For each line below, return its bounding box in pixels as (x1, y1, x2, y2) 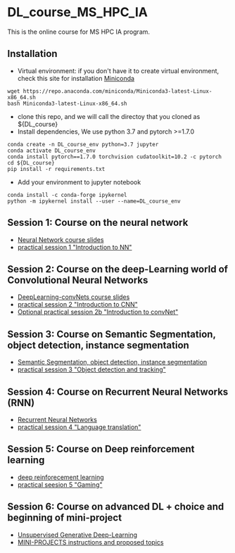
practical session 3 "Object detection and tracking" (17, 365, 167, 374)
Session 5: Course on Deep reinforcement (7, 443, 195, 455)
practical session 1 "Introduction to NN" (17, 243, 132, 251)
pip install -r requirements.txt (7, 165, 106, 172)
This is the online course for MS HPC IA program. (7, 27, 150, 36)
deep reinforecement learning (17, 473, 104, 481)
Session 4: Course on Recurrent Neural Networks (7, 386, 229, 398)
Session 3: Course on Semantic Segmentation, (7, 328, 216, 340)
